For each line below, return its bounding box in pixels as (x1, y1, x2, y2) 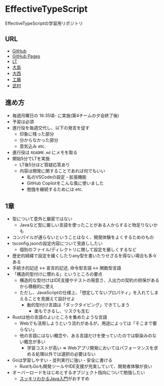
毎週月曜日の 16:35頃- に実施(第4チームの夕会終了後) (12, 112, 119, 119)
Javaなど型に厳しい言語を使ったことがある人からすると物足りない (19, 222, 154, 228)
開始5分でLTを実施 (12, 155, 50, 161)
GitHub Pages (12, 53, 41, 59)
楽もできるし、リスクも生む (34, 308, 90, 314)
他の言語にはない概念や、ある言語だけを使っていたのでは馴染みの (19, 333, 153, 339)
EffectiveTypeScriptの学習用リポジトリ (5, 20, 83, 26)
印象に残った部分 (19, 131, 54, 137)
